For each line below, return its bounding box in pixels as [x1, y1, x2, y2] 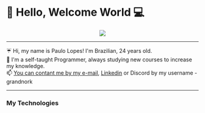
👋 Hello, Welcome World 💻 [6, 5, 145, 19]
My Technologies [6, 98, 59, 107]
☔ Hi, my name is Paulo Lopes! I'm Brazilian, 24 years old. [6, 47, 153, 54]
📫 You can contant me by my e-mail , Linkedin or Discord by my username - [6, 69, 197, 77]
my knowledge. [6, 62, 45, 69]
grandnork [6, 78, 33, 85]
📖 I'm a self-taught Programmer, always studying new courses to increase [6, 56, 192, 63]
